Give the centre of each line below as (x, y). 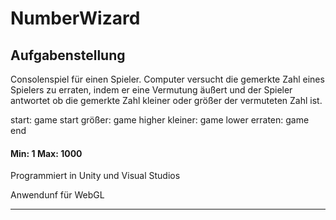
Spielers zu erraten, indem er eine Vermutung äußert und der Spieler (151, 90)
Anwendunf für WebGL (57, 195)
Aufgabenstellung (68, 55)
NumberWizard (75, 18)
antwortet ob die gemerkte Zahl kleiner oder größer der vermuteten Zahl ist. (166, 100)
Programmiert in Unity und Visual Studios (95, 176)
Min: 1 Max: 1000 (46, 153)
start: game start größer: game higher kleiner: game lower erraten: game (160, 120)
